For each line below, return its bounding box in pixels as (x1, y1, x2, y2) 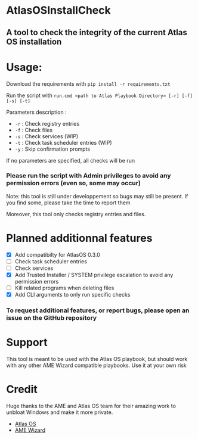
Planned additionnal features (6, 232, 153, 245)
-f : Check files (14, 126, 52, 133)
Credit (6, 382, 38, 396)
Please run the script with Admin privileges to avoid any (6, 172, 171, 180)
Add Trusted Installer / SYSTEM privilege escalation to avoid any (14, 271, 174, 278)
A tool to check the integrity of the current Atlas (6, 27, 188, 38)
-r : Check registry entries (14, 120, 80, 127)
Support (6, 336, 48, 349)
